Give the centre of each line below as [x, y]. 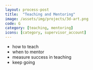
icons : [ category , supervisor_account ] [46, 33]
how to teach [25, 47]
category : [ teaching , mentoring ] [39, 28]
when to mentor [28, 52]
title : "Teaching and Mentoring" [40, 14]
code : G [13, 23]
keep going [23, 62]
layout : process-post [27, 10]
